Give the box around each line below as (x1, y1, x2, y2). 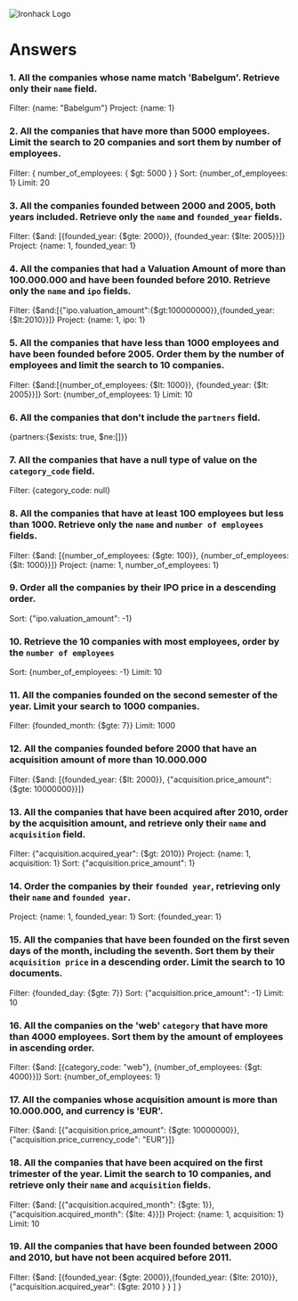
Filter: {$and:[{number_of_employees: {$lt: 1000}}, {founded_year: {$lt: (9, 379, 270, 390)
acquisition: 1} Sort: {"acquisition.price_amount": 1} (9, 858, 196, 869)
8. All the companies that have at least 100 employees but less (9, 507, 285, 520)
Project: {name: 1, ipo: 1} (57, 315, 146, 325)
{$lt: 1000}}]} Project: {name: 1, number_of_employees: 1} (9, 559, 220, 570)
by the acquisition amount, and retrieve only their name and (9, 817, 267, 829)
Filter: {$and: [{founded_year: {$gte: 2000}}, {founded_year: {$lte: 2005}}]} (9, 231, 286, 242)
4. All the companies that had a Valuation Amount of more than (9, 263, 286, 275)
